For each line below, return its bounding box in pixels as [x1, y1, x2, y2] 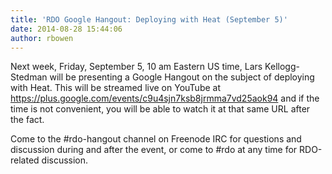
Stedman [10, 71, 48, 83]
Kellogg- [264, 61, 300, 73]
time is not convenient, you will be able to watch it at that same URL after [10, 103, 311, 115]
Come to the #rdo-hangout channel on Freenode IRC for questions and [10, 133, 302, 145]
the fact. [10, 114, 45, 126]
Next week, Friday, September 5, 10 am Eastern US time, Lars [10, 61, 263, 73]
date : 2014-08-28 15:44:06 [10, 24, 123, 34]
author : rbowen [10, 33, 74, 43]
